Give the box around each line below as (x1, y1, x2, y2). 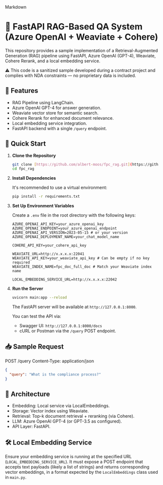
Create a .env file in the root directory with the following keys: (12, 212, 136, 218)
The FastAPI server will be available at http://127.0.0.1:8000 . (12, 304, 137, 310)
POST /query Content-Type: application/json (5, 358, 94, 364)
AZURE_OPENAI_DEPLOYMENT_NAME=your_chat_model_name (12, 235, 119, 240)
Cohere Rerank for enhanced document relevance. (12, 115, 114, 121)
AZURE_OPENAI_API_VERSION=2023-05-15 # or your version (12, 230, 128, 235)
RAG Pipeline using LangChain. (12, 99, 74, 105)
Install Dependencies (12, 175, 56, 181)
